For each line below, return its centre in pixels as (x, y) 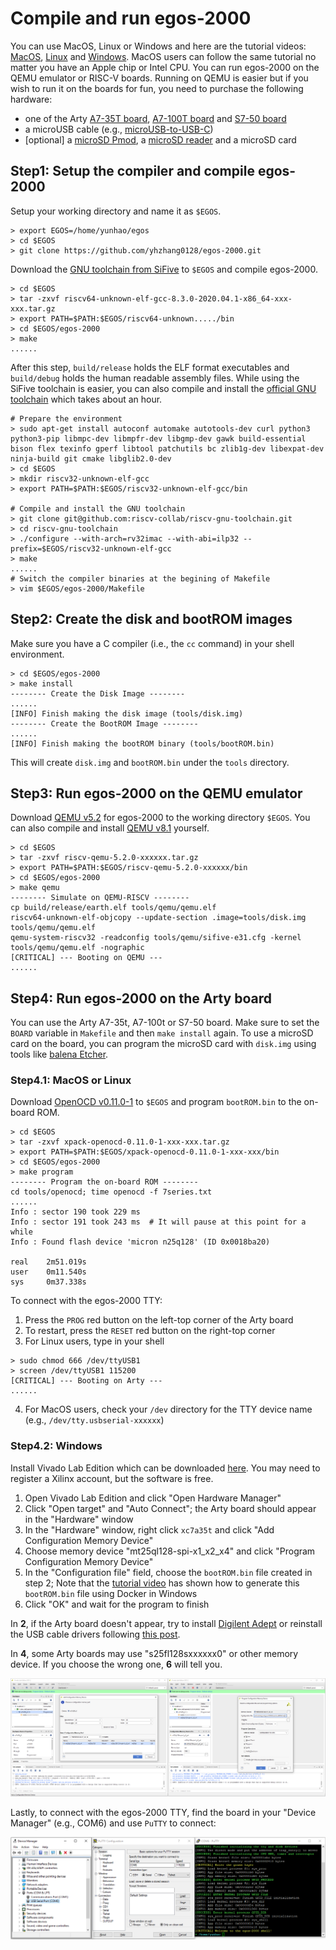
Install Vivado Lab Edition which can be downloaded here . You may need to (165, 1468)
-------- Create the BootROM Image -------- (104, 723)
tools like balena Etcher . (59, 1054)
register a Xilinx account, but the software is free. (112, 1478)
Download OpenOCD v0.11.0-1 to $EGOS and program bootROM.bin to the (156, 1102)
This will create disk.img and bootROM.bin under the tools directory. (150, 762)
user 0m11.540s (48, 1272)
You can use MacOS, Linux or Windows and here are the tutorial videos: (158, 46)
